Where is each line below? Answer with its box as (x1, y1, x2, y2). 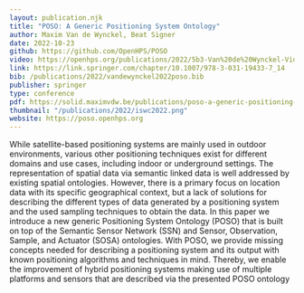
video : (9, 55, 34, 64)
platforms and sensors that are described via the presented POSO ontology (9, 273, 290, 285)
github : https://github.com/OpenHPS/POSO (9, 47, 168, 56)
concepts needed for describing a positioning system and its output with (9, 245, 280, 256)
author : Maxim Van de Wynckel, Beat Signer (9, 30, 176, 39)
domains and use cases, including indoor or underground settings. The (9, 158, 274, 169)
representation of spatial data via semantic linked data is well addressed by (9, 168, 290, 179)
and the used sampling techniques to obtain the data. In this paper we (9, 206, 270, 217)
